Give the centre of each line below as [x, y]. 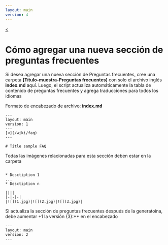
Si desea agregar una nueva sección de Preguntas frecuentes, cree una [80, 75]
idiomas [13, 96]
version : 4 [17, 15]
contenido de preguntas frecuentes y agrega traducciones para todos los [82, 91]
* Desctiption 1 [22, 175]
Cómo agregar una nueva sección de [84, 50]
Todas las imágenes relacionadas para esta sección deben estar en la [78, 156]
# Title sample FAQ [26, 146]
